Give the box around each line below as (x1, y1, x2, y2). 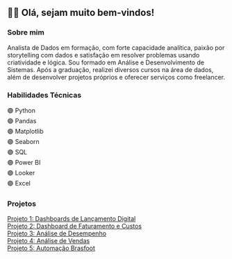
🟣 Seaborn (7, 137, 40, 145)
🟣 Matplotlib (7, 127, 44, 135)
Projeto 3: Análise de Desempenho (7, 229, 106, 238)
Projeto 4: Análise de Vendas (7, 237, 90, 245)
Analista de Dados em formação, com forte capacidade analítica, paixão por (7, 43, 225, 52)
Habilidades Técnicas (7, 90, 82, 100)
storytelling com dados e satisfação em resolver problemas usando (7, 51, 200, 59)
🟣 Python (7, 106, 36, 114)
